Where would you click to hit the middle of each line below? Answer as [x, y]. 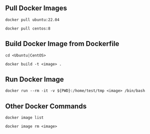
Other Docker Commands [46, 106]
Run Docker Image [35, 79]
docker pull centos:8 [28, 28]
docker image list [24, 118]
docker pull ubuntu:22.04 [32, 19]
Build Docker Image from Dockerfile [62, 44]
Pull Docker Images [36, 8]
